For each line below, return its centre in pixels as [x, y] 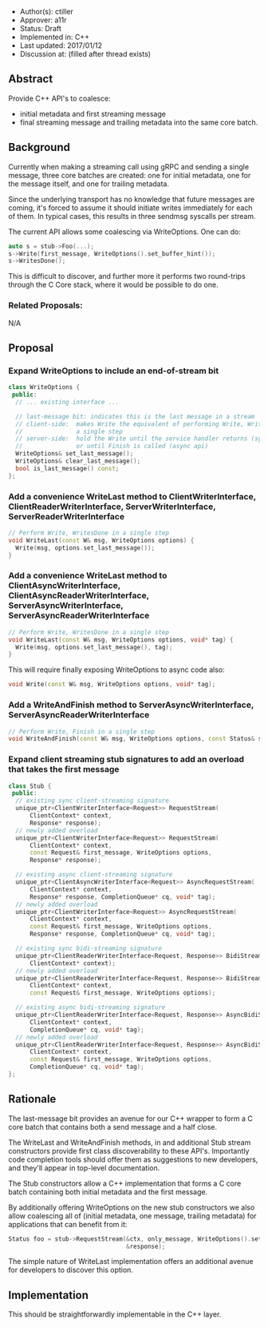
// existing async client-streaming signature [94, 875]
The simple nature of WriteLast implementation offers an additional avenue [131, 1261]
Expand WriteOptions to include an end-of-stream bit [114, 371]
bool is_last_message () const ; [67, 468]
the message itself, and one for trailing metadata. [89, 184]
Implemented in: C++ [55, 37]
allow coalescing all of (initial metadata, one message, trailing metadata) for [132, 1216]
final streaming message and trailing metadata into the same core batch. [139, 122]
